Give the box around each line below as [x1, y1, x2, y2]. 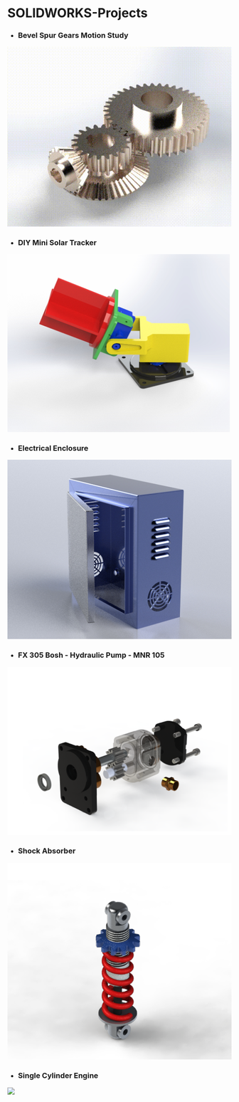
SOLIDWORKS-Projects [7, 5, 148, 21]
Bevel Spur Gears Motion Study [17, 31, 129, 41]
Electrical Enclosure [17, 443, 89, 453]
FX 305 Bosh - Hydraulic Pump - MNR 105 [17, 650, 165, 660]
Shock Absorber [17, 846, 76, 856]
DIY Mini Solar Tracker [17, 237, 97, 247]
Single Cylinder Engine [17, 1071, 99, 1081]
